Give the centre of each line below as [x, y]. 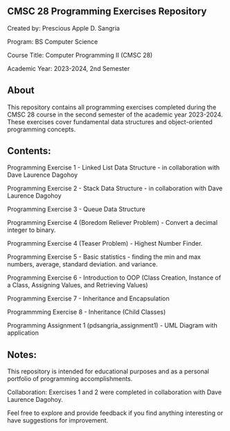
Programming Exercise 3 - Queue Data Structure [76, 209]
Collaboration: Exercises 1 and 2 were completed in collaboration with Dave [114, 392]
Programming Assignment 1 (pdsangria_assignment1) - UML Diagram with [112, 326]
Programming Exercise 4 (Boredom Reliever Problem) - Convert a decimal [113, 223]
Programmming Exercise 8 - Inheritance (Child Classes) [87, 312]
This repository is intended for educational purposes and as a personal [108, 371]
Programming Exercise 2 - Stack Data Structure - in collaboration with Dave [115, 188]
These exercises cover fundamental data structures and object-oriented [110, 121]
